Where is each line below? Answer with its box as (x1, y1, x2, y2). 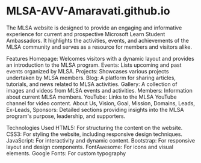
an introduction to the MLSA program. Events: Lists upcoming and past (6, 61, 182, 69)
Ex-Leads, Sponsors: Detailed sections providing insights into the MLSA (6, 106, 184, 113)
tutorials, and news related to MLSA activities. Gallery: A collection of (6, 80, 178, 88)
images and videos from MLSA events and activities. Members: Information (6, 87, 193, 94)
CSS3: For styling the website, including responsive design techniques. (6, 131, 182, 138)
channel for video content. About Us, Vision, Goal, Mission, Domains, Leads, (6, 99, 196, 106)
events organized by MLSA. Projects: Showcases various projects (6, 67, 169, 75)
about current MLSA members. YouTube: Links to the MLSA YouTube (6, 93, 177, 100)
